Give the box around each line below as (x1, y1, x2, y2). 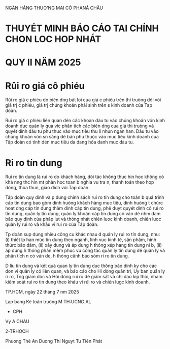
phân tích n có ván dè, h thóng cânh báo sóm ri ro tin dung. (5, 253, 129, 259)
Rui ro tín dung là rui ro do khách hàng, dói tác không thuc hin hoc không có (5, 173, 164, 180)
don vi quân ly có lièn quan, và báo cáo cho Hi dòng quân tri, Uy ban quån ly (5, 268, 165, 274)
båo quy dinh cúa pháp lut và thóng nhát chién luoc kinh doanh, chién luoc (5, 216, 161, 222)
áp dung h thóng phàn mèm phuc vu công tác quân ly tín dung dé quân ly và (5, 247, 165, 254)
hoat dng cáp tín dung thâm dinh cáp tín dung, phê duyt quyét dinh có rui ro (5, 205, 164, 211)
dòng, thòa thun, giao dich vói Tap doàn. (5, 185, 90, 191)
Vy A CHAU (5, 318, 29, 325)
